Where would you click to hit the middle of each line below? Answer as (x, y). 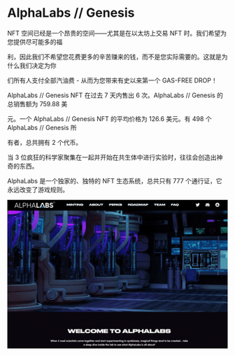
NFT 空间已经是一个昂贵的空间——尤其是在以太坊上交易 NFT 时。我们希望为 (117, 33)
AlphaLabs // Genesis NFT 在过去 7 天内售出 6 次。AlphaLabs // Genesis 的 (115, 95)
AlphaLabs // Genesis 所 (42, 127)
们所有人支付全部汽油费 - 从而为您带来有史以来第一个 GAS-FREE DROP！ (113, 80)
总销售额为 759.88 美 (37, 104)
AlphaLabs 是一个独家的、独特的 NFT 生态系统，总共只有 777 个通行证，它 (115, 180)
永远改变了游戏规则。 (38, 190)
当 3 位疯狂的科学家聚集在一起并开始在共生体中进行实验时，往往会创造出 (112, 157)
